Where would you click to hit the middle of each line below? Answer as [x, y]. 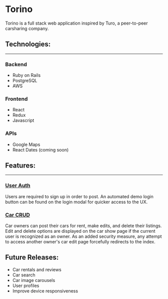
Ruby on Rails [26, 75]
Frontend [16, 99]
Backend [16, 64]
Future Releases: [32, 258]
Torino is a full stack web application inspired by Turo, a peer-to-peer [76, 23]
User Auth [18, 186]
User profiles [26, 285]
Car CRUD [17, 215]
